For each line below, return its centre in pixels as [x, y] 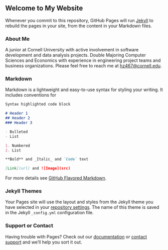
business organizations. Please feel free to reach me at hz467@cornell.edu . [83, 66]
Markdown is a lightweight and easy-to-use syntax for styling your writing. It [84, 90]
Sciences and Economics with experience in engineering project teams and [83, 60]
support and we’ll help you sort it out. [44, 242]
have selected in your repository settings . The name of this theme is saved [82, 207]
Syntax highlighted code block [38, 104]
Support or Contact [29, 226]
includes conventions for [31, 95]
